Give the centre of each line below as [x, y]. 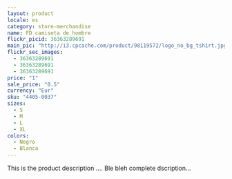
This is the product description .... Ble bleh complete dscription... [99, 168]
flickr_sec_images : [35, 53]
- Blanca [26, 149]
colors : [18, 135]
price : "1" [23, 78]
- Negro [25, 142]
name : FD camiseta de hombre [49, 33]
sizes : [17, 104]
